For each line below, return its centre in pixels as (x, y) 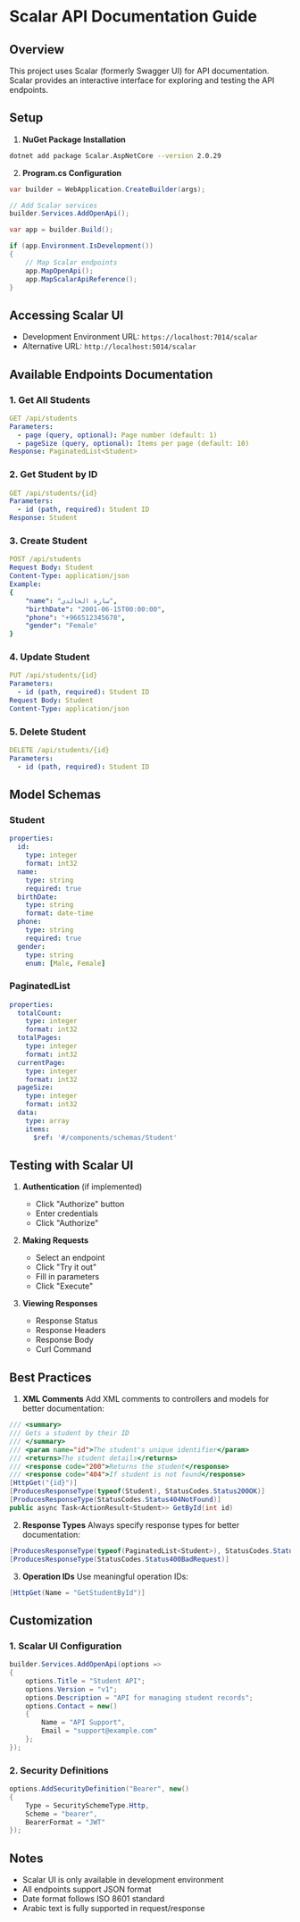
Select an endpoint (70, 1258)
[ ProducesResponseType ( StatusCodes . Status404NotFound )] (115, 1500)
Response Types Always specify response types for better (130, 1524)
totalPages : (40, 1038)
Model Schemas (55, 795)
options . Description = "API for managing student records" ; (139, 1698)
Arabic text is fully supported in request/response (113, 1909)
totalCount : (40, 1013)
